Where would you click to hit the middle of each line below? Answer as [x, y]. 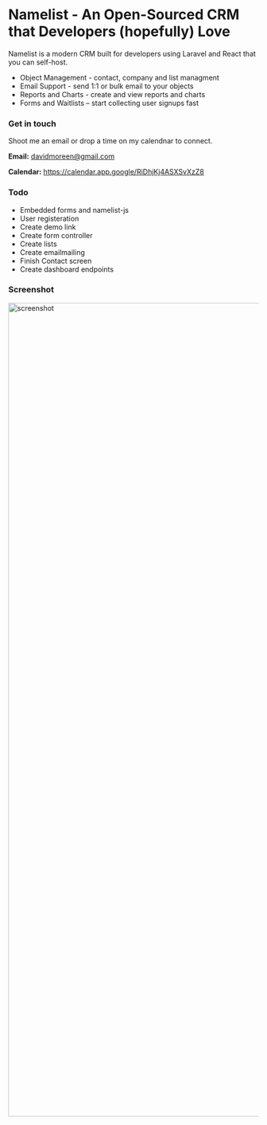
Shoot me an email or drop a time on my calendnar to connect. [110, 141]
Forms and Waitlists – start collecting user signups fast [109, 103]
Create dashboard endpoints [66, 269]
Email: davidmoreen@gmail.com [62, 156]
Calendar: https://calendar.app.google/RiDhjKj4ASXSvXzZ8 [106, 172]
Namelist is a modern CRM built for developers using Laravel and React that [132, 53]
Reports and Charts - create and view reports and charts [112, 94]
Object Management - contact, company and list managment [120, 77]
